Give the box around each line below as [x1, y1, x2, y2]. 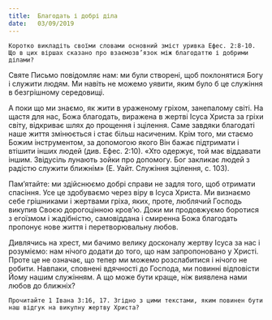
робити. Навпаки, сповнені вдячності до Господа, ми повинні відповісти [8, 263, 260, 273]
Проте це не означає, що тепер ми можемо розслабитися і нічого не [8, 254, 248, 264]
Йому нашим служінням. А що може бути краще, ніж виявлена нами [8, 272, 248, 282]
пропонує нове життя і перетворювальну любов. [8, 222, 179, 232]
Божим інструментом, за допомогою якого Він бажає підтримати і [8, 137, 240, 147]
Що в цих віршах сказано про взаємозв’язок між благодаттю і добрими [8, 49, 249, 57]
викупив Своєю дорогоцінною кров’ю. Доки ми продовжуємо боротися [8, 204, 260, 215]
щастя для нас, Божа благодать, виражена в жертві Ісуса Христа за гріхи [8, 111, 264, 122]
